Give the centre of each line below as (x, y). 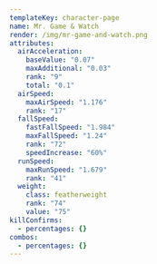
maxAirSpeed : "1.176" (66, 102)
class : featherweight (66, 195)
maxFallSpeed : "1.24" (66, 136)
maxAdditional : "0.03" (69, 69)
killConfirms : (36, 220)
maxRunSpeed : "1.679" (66, 170)
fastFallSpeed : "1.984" (71, 128)
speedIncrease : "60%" (66, 152)
